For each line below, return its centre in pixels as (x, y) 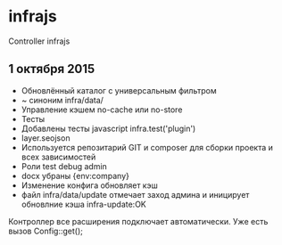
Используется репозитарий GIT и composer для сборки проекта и (147, 147)
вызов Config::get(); (46, 231)
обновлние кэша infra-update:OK (83, 204)
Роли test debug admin (64, 166)
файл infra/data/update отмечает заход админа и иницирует (135, 194)
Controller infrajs (39, 41)
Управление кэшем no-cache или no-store (102, 110)
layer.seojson (46, 138)
